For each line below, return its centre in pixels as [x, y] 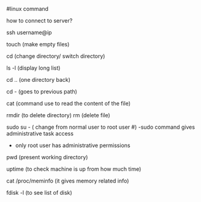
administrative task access [40, 133]
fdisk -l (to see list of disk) [39, 193]
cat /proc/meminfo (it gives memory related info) [68, 181]
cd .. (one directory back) [38, 80]
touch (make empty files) [38, 44]
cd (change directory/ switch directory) [56, 56]
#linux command [28, 9]
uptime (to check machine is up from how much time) [74, 169]
